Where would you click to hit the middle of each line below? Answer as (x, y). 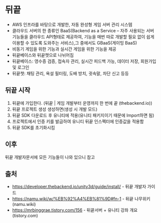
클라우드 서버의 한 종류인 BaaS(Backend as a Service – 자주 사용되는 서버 (83, 30)
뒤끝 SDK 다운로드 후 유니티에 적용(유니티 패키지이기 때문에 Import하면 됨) (83, 115)
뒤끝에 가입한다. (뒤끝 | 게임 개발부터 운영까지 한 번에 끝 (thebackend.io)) (82, 103)
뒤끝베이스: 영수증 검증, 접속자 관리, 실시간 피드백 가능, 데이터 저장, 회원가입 (84, 61)
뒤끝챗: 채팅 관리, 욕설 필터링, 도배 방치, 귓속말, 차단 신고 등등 (70, 73)
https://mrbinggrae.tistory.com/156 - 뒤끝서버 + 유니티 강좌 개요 (75, 210)
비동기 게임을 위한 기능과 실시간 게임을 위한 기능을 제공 (64, 49)
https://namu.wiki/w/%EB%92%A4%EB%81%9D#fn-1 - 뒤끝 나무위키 (81, 199)
